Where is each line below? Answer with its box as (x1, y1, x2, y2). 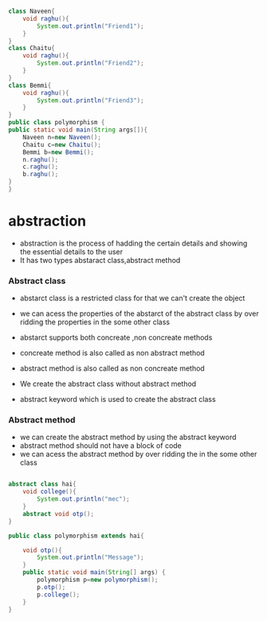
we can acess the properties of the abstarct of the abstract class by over (19, 309, 259, 319)
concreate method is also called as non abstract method (19, 348, 205, 358)
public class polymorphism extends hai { (8, 532, 145, 540)
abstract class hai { (8, 480, 77, 489)
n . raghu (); (22, 155, 59, 163)
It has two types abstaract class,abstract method (19, 255, 181, 265)
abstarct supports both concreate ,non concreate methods (19, 332, 213, 343)
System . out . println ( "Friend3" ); (37, 96, 145, 104)
